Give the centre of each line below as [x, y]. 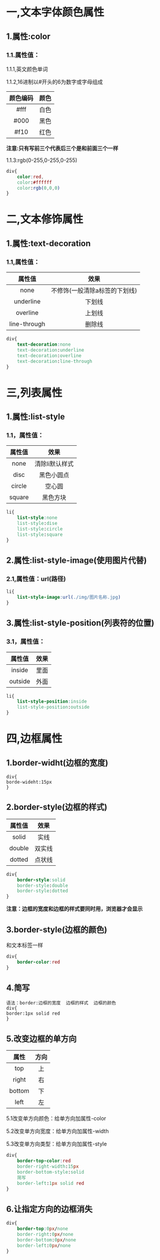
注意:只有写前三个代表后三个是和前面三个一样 [62, 148]
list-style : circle [40, 529]
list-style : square [40, 535]
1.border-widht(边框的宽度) [57, 763]
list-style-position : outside [53, 707]
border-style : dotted [43, 891]
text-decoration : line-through [55, 361]
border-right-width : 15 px [48, 1166]
